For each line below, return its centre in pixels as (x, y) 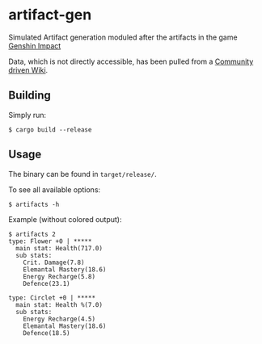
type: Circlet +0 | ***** (52, 298)
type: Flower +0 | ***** (50, 241)
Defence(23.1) (46, 283)
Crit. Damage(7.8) (54, 262)
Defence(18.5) (46, 333)
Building (30, 96)
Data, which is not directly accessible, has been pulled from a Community (131, 61)
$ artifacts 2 (32, 234)
